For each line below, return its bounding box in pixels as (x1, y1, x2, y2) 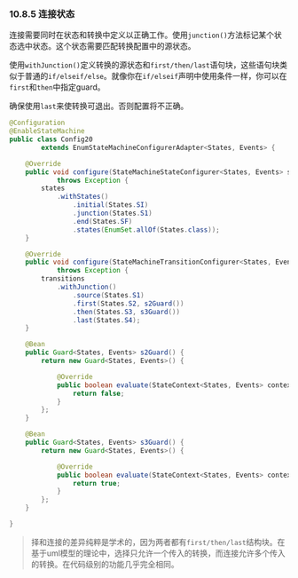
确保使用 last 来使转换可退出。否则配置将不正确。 (9, 100, 189, 112)
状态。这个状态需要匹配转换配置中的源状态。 (32, 41, 196, 51)
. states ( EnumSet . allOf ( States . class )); (72, 225, 220, 234)
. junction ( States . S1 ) (72, 209, 153, 218)
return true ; (72, 479, 122, 487)
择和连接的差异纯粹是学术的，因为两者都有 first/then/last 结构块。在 (30, 536, 286, 547)
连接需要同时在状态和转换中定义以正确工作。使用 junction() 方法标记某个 (9, 29, 275, 41)
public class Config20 (9, 135, 93, 144)
